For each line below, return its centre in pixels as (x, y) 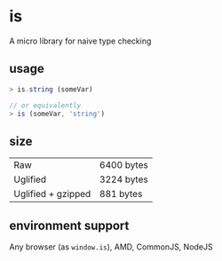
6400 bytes (123, 165)
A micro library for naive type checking (80, 41)
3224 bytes (123, 179)
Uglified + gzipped (52, 194)
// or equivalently (45, 105)
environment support (69, 225)
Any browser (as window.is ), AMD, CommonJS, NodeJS (111, 247)
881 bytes (121, 194)
